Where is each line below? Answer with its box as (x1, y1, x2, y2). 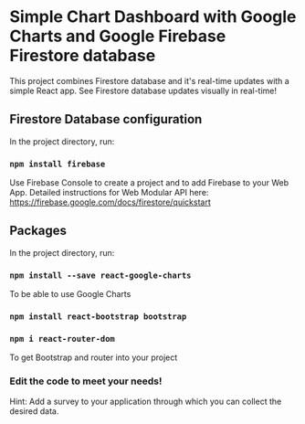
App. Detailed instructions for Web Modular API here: (9, 187, 209, 198)
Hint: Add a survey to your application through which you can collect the (9, 396, 282, 407)
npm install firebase (9, 158, 106, 169)
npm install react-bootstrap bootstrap (9, 312, 187, 322)
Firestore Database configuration (9, 111, 203, 127)
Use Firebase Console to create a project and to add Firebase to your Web (9, 177, 289, 188)
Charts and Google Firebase (9, 26, 226, 47)
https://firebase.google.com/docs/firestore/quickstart (9, 196, 212, 207)
